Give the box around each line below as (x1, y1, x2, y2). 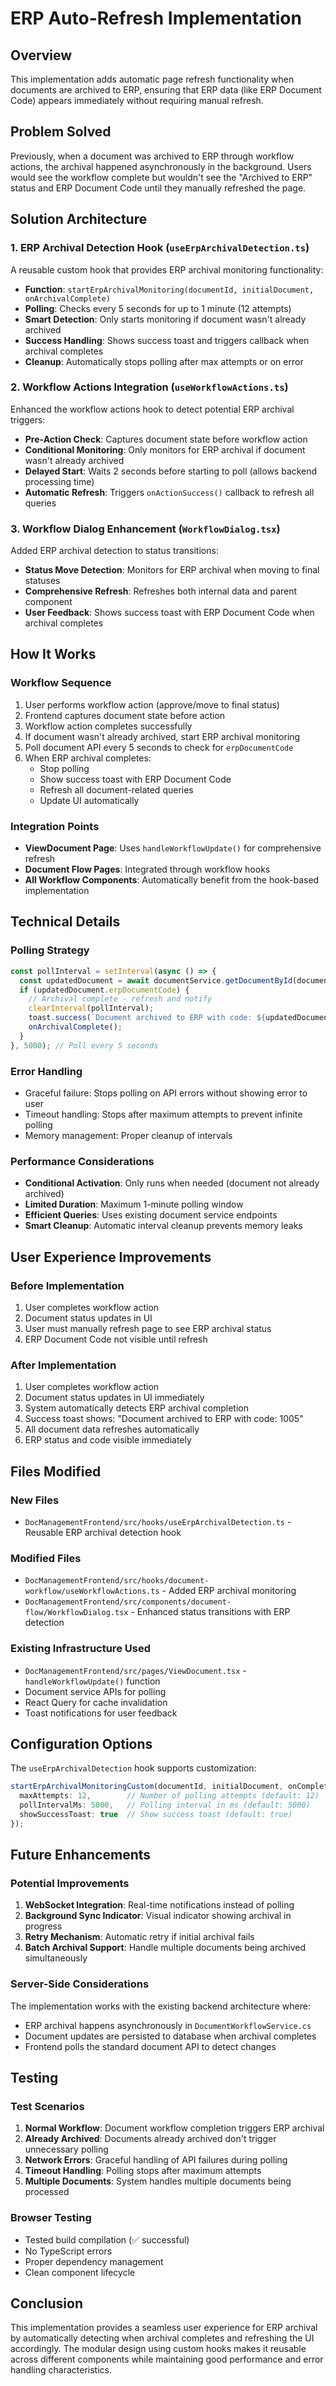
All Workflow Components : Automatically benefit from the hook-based (24, 874, 320, 886)
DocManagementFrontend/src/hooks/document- (24, 1576, 210, 1586)
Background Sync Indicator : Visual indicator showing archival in (24, 1910, 292, 1922)
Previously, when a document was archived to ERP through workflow (10, 150, 295, 162)
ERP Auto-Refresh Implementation (10, 7, 302, 30)
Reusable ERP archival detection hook (24, 1526, 182, 1538)
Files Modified (10, 1463, 102, 1480)
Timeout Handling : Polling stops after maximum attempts (24, 2165, 262, 2177)
